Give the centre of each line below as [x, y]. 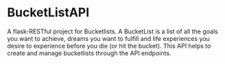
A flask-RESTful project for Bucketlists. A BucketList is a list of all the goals [113, 31]
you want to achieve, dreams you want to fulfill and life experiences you [109, 38]
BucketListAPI [48, 13]
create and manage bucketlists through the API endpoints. [89, 53]
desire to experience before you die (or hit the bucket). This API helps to [109, 46]
